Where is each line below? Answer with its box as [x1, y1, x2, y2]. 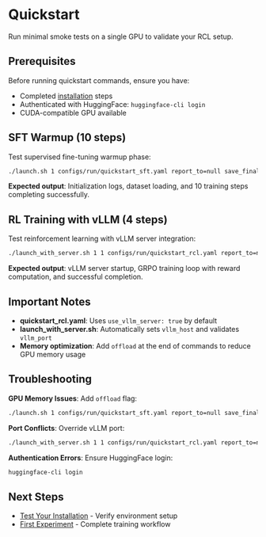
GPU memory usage [19, 349, 86, 359]
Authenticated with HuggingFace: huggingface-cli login [19, 99, 206, 109]
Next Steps [8, 489, 64, 504]
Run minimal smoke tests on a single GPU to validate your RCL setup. [8, 32, 234, 41]
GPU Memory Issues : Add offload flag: [8, 394, 137, 403]
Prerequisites [8, 55, 76, 68]
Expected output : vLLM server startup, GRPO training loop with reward [8, 264, 241, 273]
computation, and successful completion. [8, 272, 144, 282]
